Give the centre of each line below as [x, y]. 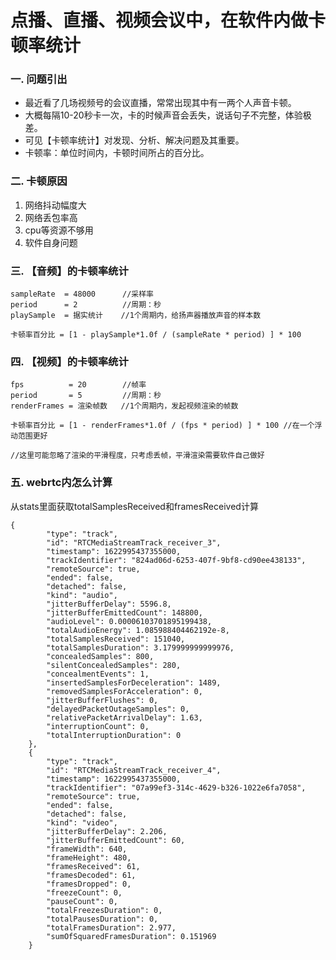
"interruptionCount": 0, [98, 726]
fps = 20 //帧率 [78, 385]
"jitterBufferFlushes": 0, [102, 700]
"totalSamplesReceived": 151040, [116, 639]
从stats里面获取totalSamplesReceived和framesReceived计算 [134, 506]
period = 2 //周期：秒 [86, 305]
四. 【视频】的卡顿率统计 [69, 361]
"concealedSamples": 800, [100, 656]
